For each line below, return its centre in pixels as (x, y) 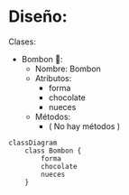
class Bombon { (53, 151)
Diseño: (38, 17)
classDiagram (33, 143)
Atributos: (53, 78)
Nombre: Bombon (68, 69)
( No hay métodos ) (84, 126)
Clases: (23, 42)
